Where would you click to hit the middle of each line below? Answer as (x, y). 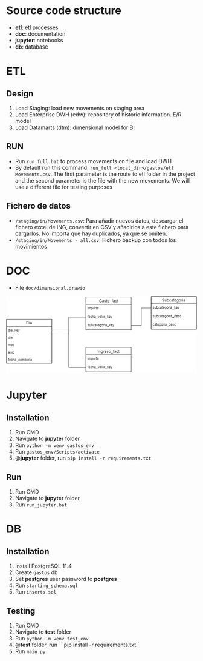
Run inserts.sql (36, 592)
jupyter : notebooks (39, 40)
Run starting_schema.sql (47, 585)
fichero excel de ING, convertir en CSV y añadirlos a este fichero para (102, 227)
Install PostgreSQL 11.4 (43, 566)
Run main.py (30, 651)
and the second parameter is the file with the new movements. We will (102, 180)
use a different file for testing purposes (64, 187)
